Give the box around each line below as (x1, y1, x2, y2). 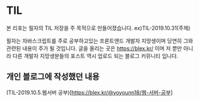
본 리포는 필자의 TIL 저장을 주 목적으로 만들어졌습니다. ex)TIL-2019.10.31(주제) (6, 24, 191, 31)
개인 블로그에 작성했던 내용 (6, 72, 99, 82)
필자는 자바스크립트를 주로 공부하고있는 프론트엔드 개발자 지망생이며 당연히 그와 (6, 37, 194, 44)
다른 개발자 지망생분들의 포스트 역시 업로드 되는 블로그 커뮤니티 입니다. (12, 52, 178, 59)
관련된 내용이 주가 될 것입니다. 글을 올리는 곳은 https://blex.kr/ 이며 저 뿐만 (6, 45, 182, 52)
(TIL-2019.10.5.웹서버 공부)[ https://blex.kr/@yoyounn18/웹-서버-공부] (6, 89, 173, 96)
